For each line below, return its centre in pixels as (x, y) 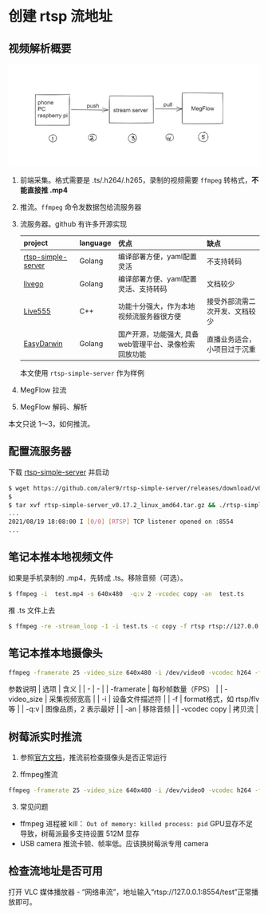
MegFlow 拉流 (43, 390)
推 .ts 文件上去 (32, 610)
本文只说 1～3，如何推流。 (51, 424)
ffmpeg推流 (39, 774)
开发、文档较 (235, 311)
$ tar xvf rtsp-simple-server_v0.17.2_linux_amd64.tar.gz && (112, 505)
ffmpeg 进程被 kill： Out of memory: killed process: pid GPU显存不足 (136, 824)
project (36, 243)
